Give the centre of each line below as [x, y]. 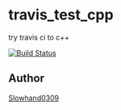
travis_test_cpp [61, 15]
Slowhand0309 [33, 98]
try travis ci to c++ [39, 37]
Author [26, 78]
